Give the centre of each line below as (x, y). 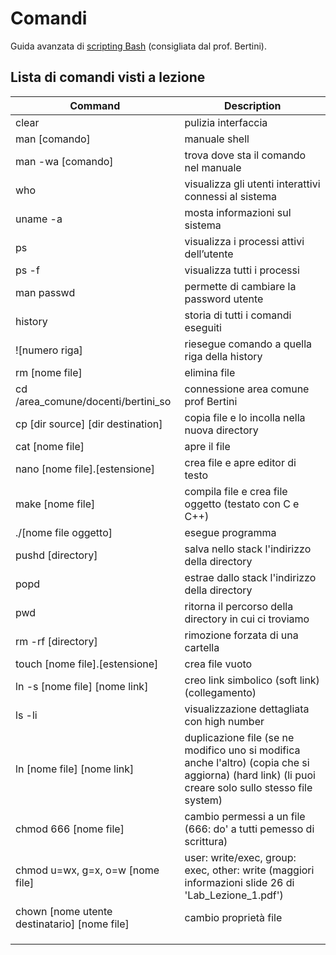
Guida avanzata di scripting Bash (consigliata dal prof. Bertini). (138, 46)
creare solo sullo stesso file (248, 787)
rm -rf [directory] (56, 641)
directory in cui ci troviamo (247, 619)
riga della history (223, 356)
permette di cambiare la (240, 286)
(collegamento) (220, 692)
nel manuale (213, 167)
